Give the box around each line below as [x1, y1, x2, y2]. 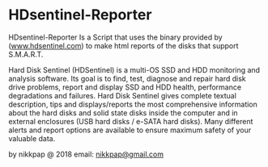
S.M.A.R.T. [8, 49, 44, 59]
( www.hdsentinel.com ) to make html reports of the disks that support [8, 40, 239, 50]
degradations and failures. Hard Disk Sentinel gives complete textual [8, 90, 237, 100]
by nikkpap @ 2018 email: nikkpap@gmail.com [8, 149, 164, 159]
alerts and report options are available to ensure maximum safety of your [8, 125, 252, 135]
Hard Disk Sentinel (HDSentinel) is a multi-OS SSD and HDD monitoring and [8, 65, 261, 74]
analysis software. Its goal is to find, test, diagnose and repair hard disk [8, 73, 246, 83]
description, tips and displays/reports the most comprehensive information [8, 99, 257, 109]
